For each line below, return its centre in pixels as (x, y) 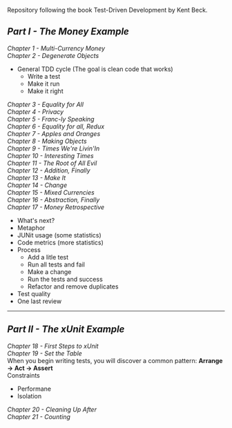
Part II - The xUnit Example (66, 330)
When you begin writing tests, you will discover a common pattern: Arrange (115, 360)
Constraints (23, 375)
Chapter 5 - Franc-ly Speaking (51, 119)
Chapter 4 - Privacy (36, 111)
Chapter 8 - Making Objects (47, 141)
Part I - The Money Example (68, 31)
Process (29, 250)
